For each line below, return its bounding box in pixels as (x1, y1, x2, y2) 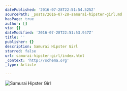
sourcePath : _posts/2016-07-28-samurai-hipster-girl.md (5, 12, 122, 17)
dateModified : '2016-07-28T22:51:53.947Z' (5, 30, 94, 35)
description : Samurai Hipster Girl (5, 44, 78, 49)
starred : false (5, 48, 36, 53)
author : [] (5, 21, 28, 26)
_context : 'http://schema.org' (5, 58, 69, 63)
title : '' (5, 35, 26, 40)
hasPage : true (5, 16, 34, 21)
